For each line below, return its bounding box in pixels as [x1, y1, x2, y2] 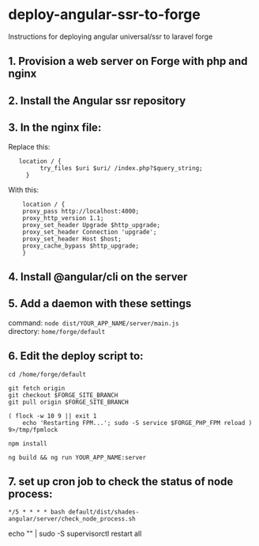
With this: [8, 184, 39, 195]
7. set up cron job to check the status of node [8, 475, 234, 488]
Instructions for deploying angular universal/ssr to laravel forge [8, 32, 213, 41]
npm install [8, 439, 47, 448]
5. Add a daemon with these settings [8, 297, 192, 310]
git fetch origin [8, 384, 66, 392]
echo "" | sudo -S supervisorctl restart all [8, 529, 142, 539]
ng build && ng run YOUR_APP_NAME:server [8, 453, 147, 461]
